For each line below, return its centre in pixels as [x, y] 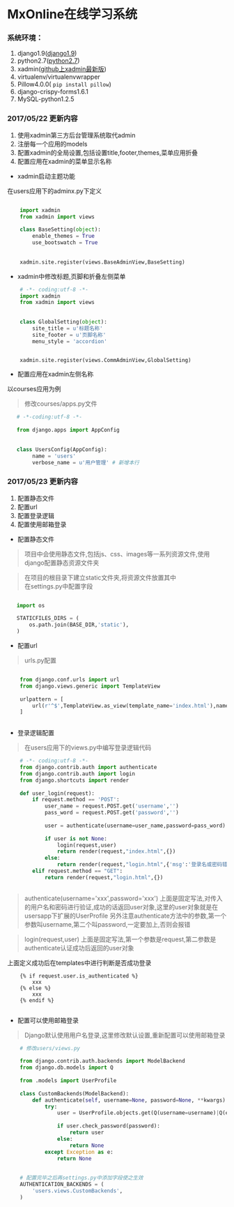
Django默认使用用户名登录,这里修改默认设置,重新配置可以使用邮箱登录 [125, 1035]
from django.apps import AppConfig [68, 430]
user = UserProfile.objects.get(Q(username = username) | [138, 1113]
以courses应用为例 [34, 389]
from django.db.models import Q [67, 1068]
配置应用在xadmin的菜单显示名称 [64, 161]
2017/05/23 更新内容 [42, 482]
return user [87, 1133]
